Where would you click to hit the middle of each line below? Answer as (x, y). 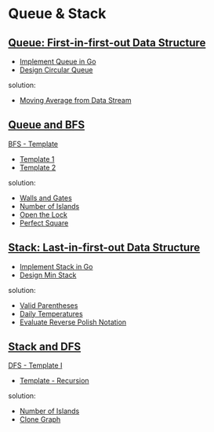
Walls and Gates (45, 198)
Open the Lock (44, 214)
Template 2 (38, 167)
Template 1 (37, 159)
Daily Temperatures (51, 313)
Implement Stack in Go (56, 266)
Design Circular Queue (56, 70)
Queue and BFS (46, 125)
